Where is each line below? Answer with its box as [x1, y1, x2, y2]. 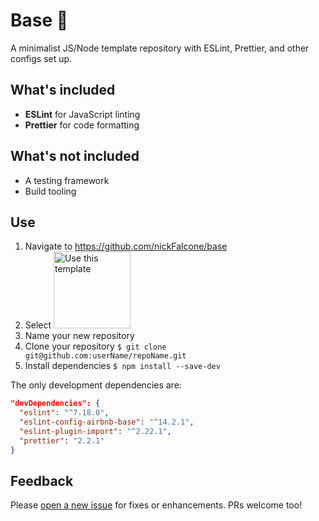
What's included [10, 82, 116, 99]
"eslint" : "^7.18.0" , [19, 408, 110, 418]
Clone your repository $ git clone [24, 340, 167, 353]
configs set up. [10, 52, 73, 64]
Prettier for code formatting [24, 119, 140, 131]
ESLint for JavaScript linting [24, 108, 141, 120]
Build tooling [24, 185, 77, 197]
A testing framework [24, 174, 110, 186]
